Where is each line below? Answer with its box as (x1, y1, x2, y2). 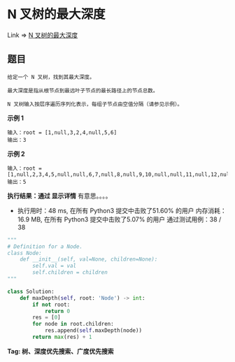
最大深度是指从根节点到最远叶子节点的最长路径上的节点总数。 (7, 87, 159, 94)
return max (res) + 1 (32, 333, 92, 340)
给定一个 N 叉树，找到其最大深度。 (7, 73, 95, 80)
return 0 (44, 307, 71, 314)
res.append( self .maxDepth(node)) (44, 327, 142, 334)
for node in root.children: (32, 321, 114, 328)
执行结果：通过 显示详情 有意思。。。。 (7, 191, 112, 200)
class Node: (7, 249, 42, 256)
